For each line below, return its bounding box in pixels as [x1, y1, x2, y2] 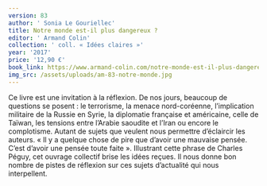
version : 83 [8, 11, 48, 20]
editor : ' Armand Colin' [8, 33, 91, 42]
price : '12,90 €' [8, 56, 66, 64]
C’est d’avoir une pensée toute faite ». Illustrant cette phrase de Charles [8, 143, 243, 153]
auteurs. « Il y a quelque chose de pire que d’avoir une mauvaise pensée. [8, 134, 248, 144]
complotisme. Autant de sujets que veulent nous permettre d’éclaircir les [8, 126, 246, 136]
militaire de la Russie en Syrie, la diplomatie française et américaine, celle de [8, 109, 259, 119]
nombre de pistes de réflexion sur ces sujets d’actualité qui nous [8, 160, 219, 169]
